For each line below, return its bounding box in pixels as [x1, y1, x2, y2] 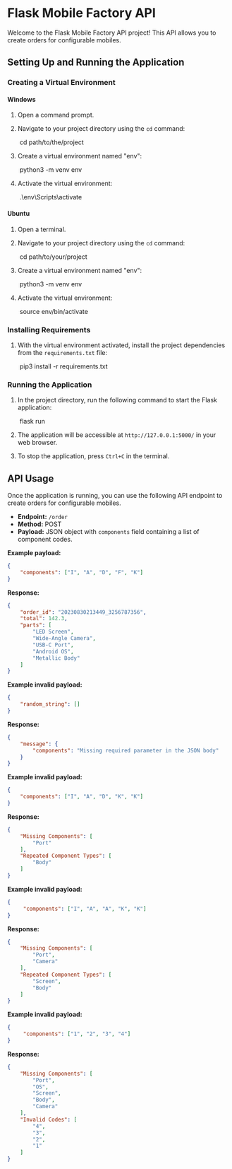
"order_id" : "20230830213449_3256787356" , [20, 608, 147, 616]
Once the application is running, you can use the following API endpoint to [7, 492, 223, 500]
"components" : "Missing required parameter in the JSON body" [32, 747, 219, 754]
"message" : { [20, 740, 59, 748]
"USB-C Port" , [32, 641, 74, 649]
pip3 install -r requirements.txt [20, 362, 108, 371]
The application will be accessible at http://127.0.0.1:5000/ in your [17, 431, 216, 439]
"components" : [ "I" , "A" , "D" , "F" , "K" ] [20, 569, 144, 576]
